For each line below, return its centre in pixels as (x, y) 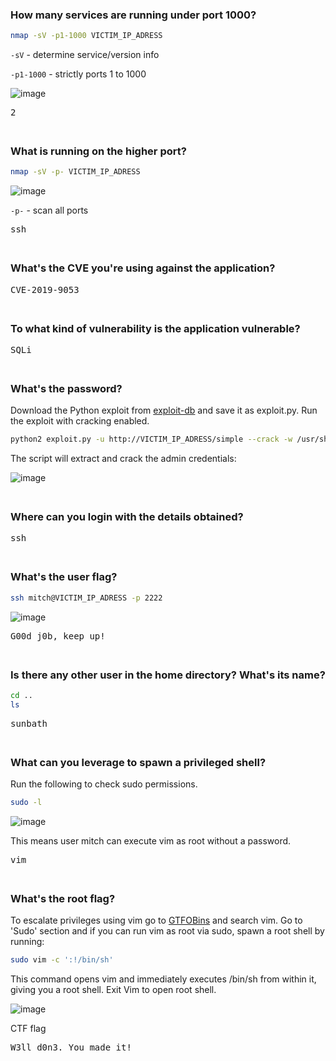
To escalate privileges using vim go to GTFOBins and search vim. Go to (156, 920)
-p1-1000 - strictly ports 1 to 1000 (78, 74)
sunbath (29, 723)
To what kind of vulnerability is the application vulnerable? (155, 328)
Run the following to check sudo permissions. (104, 784)
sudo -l (26, 802)
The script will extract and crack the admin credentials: (123, 459)
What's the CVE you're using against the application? (143, 268)
